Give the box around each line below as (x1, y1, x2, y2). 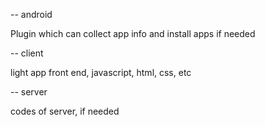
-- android (10, 9, 53, 20)
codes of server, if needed (10, 105, 120, 117)
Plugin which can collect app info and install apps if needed (10, 28, 256, 39)
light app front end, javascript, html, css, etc (10, 67, 192, 78)
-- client (10, 47, 44, 59)
